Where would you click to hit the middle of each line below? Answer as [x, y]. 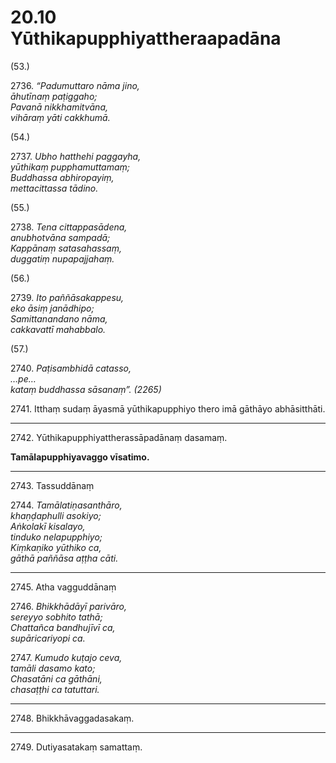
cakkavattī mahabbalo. [58, 329]
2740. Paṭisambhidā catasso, [71, 368]
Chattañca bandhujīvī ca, [63, 627]
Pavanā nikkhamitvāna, [59, 107]
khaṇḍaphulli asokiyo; [56, 515]
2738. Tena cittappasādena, [69, 227]
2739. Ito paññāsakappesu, [67, 297]
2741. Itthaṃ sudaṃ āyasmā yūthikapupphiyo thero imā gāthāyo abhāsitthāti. [168, 408]
